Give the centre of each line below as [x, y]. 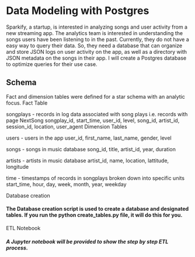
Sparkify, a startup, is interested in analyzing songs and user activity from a [97, 27]
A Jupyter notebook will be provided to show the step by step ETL [87, 241]
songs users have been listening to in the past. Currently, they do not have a [98, 39]
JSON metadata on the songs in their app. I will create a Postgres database [96, 58]
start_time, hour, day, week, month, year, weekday [66, 184]
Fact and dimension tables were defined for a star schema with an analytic [96, 96]
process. [17, 248]
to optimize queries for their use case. [52, 64]
